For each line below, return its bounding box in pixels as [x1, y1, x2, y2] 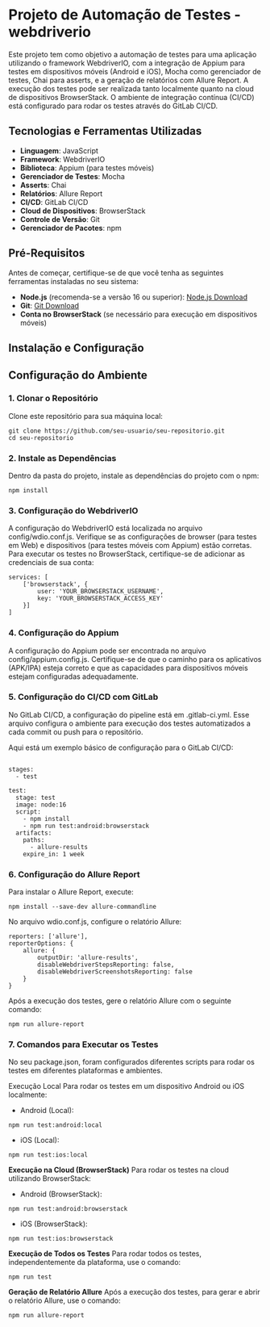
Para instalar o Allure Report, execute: [8, 887, 135, 897]
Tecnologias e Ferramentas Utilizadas [8, 124, 202, 138]
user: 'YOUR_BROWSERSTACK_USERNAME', [37, 588, 164, 596]
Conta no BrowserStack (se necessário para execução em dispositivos [19, 309, 258, 319]
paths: [23, 835, 45, 844]
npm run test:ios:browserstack [8, 1235, 114, 1243]
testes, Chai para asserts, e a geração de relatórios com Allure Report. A [8, 75, 249, 85]
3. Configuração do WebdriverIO [8, 504, 139, 516]
